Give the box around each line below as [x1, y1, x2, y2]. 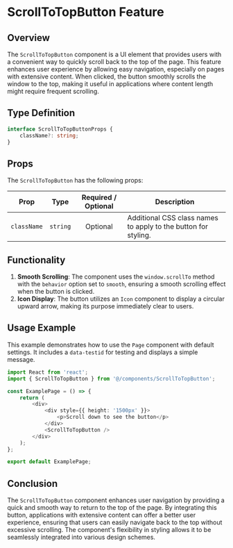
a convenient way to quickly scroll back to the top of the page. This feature [7, 58, 222, 66]
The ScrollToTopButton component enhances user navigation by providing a [7, 496, 225, 504]
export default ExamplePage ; [7, 458, 92, 465]
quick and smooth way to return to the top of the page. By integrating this [7, 504, 217, 512]
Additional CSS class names [127, 213, 218, 223]
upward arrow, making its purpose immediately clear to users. [17, 302, 194, 310]
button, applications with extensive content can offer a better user [7, 511, 196, 520]
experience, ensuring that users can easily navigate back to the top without [7, 518, 223, 526]
